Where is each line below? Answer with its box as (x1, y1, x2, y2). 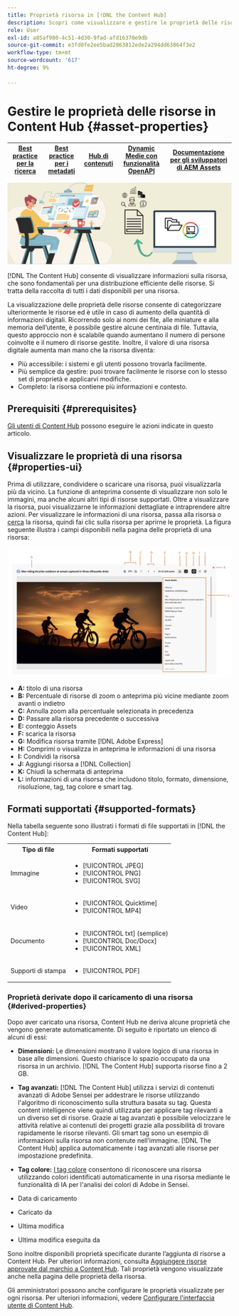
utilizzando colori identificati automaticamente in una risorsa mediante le (17, 1173, 230, 1181)
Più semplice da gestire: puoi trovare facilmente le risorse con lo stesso (17, 367, 228, 376)
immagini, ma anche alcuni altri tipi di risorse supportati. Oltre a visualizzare (7, 495, 230, 504)
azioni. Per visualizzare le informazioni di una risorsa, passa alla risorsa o (7, 510, 222, 519)
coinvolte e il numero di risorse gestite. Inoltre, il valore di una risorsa (7, 338, 210, 346)
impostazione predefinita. (17, 1151, 93, 1160)
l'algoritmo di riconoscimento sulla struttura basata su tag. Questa (17, 1098, 211, 1106)
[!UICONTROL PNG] (83, 869, 142, 878)
